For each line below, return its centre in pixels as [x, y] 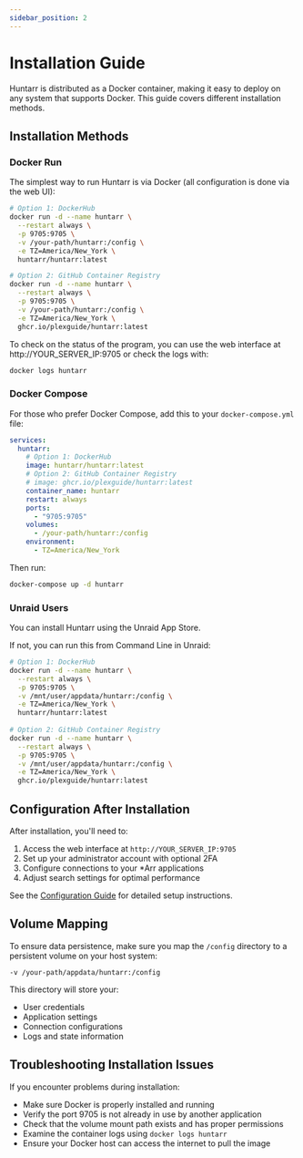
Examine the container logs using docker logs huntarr [125, 1133]
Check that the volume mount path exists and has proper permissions [153, 1123]
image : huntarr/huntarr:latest [85, 466]
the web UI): [33, 191]
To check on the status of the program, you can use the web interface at [145, 344]
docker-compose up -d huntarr [67, 584]
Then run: [28, 567]
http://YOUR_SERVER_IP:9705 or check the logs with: [109, 354]
